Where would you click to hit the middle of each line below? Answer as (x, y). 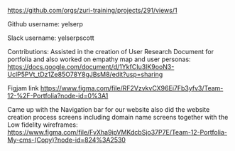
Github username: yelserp (45, 24)
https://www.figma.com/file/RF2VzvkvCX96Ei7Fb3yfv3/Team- (132, 88)
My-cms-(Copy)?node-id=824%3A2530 (67, 140)
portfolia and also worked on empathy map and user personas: (99, 59)
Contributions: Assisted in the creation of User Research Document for (111, 52)
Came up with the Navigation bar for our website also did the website (109, 109)
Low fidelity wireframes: (43, 125)
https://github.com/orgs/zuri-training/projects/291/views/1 (92, 10)
